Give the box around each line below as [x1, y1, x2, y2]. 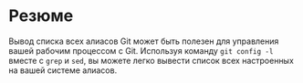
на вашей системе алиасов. [8, 65, 118, 76]
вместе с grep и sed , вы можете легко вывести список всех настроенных [8, 55, 294, 66]
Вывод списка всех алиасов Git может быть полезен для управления [8, 36, 279, 47]
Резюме [8, 5, 74, 26]
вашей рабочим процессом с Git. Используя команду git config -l [8, 45, 274, 56]
